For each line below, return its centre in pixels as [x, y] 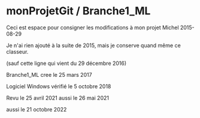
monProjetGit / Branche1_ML [78, 11]
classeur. [17, 51]
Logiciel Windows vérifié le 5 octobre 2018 [59, 86]
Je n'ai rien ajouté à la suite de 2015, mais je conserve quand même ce [93, 45]
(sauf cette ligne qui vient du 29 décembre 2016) [66, 63]
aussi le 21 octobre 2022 [37, 109]
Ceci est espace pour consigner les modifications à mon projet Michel [93, 27]
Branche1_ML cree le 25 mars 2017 [49, 74]
